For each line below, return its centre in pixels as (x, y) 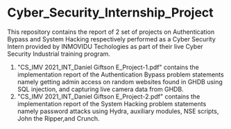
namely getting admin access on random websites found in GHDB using (120, 81)
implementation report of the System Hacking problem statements (112, 103)
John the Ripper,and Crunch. (58, 118)
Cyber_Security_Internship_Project (110, 13)
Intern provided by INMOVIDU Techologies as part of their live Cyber (105, 46)
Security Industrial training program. (59, 54)
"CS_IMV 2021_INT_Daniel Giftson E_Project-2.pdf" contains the (109, 96)
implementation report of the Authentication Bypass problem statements (120, 75)
